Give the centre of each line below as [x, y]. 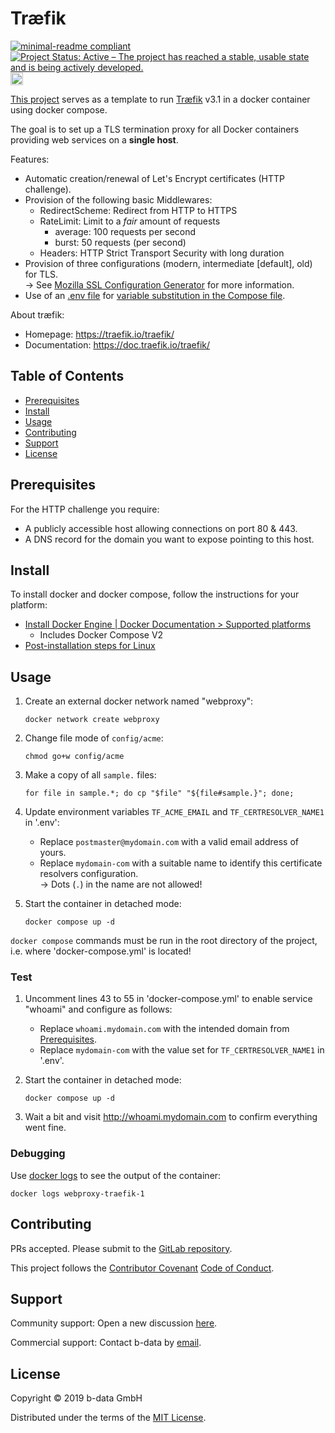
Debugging [38, 1154]
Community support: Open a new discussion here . [114, 1323]
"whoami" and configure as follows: [98, 1009]
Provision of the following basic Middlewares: [118, 199]
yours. [53, 853]
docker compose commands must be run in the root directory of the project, [164, 941]
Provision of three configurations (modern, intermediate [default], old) [168, 263]
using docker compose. [59, 109]
